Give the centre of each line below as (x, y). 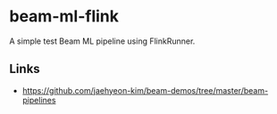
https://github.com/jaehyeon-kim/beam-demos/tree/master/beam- (145, 90)
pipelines (39, 100)
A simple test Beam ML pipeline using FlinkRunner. (102, 41)
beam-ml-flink (64, 16)
